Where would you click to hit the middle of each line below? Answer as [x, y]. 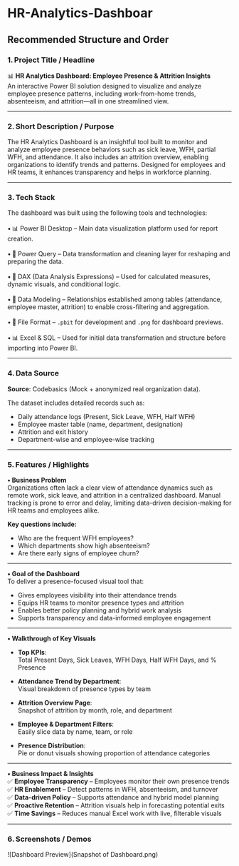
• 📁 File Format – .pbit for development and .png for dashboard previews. [116, 322]
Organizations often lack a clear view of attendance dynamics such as [110, 488]
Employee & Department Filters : [65, 724]
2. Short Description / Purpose [61, 126]
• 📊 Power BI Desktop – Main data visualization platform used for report [113, 228]
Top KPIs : [32, 653]
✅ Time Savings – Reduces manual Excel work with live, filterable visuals [115, 814]
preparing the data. [36, 261]
